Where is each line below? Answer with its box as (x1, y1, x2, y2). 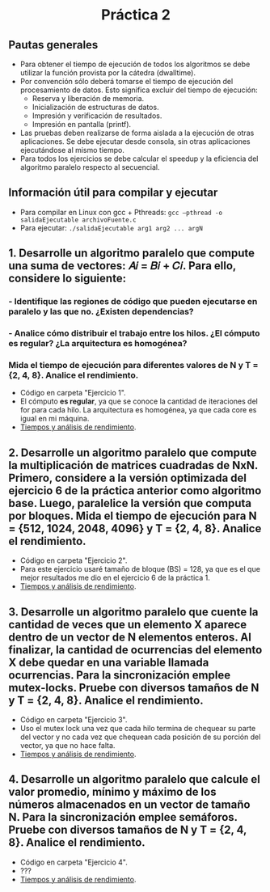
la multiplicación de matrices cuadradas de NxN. (8, 459, 259, 472)
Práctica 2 (100, 6, 171, 24)
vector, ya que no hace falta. (19, 740, 116, 750)
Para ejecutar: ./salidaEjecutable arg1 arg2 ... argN (19, 222, 204, 232)
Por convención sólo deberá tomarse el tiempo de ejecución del (19, 77, 234, 86)
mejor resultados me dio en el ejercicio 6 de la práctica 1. (19, 573, 210, 583)
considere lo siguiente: (8, 272, 127, 285)
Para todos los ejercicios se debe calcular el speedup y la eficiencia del (19, 154, 259, 163)
